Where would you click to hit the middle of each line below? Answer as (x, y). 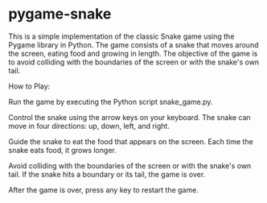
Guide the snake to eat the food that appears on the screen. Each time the (131, 141)
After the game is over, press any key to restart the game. (103, 189)
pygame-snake (60, 14)
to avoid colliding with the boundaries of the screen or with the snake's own (134, 62)
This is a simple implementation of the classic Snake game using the (121, 36)
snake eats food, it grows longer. (62, 150)
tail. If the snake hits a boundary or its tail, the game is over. (107, 174)
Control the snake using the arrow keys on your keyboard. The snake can (129, 117)
